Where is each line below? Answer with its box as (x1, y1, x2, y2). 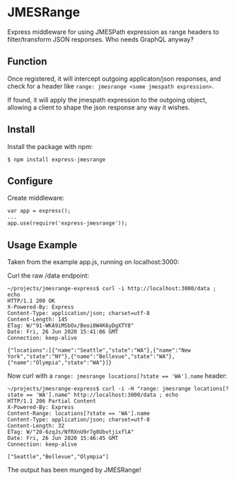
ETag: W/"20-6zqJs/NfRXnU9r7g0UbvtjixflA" (7, 429, 134, 436)
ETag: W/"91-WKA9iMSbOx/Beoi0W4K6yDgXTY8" (7, 322, 134, 329)
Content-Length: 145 (7, 316, 69, 323)
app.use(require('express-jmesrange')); (7, 220, 129, 227)
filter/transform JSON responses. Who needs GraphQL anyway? (7, 35, 194, 43)
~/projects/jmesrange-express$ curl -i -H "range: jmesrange (7, 386, 191, 393)
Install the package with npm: (7, 142, 93, 150)
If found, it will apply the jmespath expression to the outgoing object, (7, 95, 207, 104)
